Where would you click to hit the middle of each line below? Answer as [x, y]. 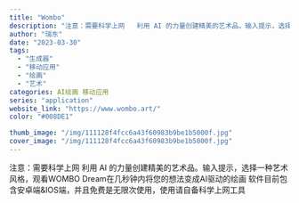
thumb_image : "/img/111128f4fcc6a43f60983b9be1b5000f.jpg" [121, 133]
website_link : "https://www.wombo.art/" [85, 109]
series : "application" [51, 100]
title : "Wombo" [37, 17]
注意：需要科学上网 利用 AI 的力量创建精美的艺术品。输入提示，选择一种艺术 [149, 167]
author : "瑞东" [36, 34]
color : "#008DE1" [41, 117]
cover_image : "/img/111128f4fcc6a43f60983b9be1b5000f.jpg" [121, 142]
